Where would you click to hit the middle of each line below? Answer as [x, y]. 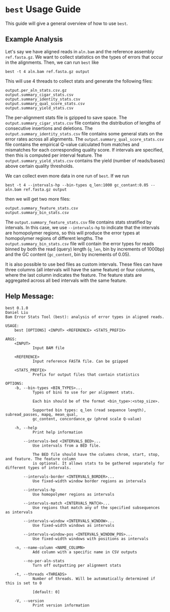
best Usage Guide [43, 9]
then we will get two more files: [38, 199]
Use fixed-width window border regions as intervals [89, 481]
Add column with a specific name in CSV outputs [85, 552]
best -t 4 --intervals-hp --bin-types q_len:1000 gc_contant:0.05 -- [80, 185]
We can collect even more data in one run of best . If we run [67, 175]
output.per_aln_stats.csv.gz [36, 90]
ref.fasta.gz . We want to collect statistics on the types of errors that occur [84, 57]
